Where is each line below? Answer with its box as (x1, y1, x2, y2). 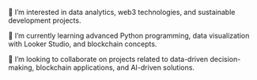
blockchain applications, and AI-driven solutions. (36, 63, 195, 72)
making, (8, 63, 35, 72)
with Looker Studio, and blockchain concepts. (8, 39, 157, 49)
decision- (209, 55, 241, 64)
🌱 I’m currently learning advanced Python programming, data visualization (8, 31, 250, 40)
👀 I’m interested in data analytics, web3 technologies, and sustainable (8, 8, 236, 16)
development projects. (8, 16, 81, 25)
